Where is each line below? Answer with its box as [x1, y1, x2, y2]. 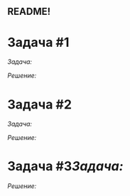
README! [7, 6, 51, 18]
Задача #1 [7, 34, 70, 50]
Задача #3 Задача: [7, 158, 124, 175]
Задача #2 [7, 96, 72, 112]
